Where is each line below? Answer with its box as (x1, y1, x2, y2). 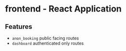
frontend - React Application (5, 3, 122, 14)
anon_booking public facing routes (12, 35, 79, 41)
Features (5, 23, 32, 31)
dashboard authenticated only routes (12, 40, 84, 46)
